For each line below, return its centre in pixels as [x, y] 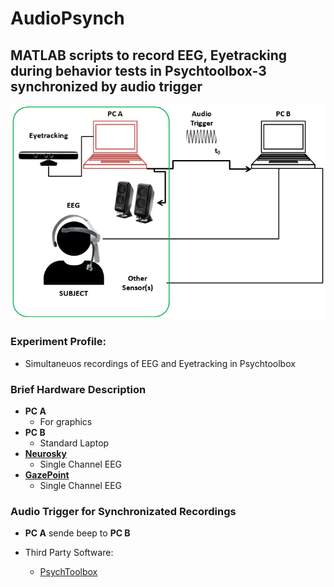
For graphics [66, 421]
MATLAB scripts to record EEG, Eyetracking [149, 55]
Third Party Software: [69, 553]
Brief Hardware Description [78, 389]
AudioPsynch [67, 18]
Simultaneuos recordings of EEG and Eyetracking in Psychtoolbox [160, 363]
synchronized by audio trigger [106, 86]
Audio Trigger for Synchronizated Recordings [123, 511]
